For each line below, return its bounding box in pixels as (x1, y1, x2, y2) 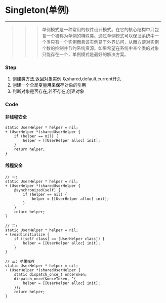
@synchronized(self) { (14, 187, 61, 192)
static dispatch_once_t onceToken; (14, 272, 87, 277)
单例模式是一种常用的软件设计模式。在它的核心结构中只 (41, 26, 155, 32)
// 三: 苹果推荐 (5, 259, 35, 264)
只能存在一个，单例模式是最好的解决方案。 (41, 51, 129, 57)
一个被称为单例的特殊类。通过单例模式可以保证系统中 (46, 33, 155, 39)
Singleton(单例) (5, 4, 70, 16)
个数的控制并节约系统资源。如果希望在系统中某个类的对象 (41, 45, 159, 51)
